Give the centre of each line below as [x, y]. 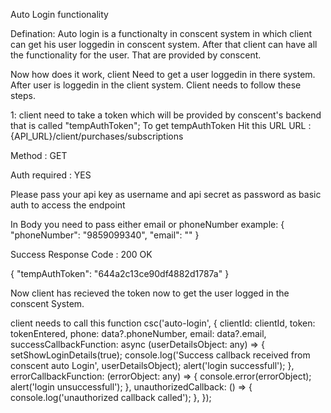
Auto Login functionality [59, 14]
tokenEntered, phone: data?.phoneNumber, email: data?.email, [138, 333]
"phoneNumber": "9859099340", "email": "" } [105, 235]
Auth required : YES [51, 175]
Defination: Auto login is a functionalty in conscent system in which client [161, 33]
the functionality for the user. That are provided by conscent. [136, 55]
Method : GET [39, 155]
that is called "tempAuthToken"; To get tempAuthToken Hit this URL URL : [161, 125]
